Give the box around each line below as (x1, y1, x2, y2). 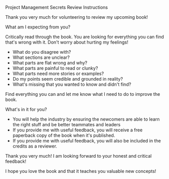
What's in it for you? (5, 106, 47, 112)
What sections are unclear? (12, 54, 70, 60)
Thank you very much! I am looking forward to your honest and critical (5, 153, 152, 159)
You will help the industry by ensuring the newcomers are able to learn (12, 116, 160, 122)
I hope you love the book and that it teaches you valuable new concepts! (5, 168, 156, 174)
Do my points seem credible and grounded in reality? (12, 76, 123, 82)
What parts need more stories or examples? (12, 70, 104, 77)
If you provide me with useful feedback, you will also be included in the (12, 138, 161, 144)
